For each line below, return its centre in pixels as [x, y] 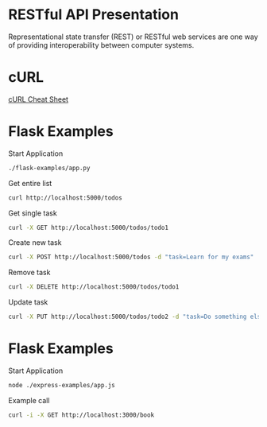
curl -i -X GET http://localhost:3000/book [81, 415]
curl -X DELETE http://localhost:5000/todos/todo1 [94, 287]
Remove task [29, 273]
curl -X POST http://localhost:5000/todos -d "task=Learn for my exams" [131, 257]
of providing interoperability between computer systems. [101, 45]
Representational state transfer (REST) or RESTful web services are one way [133, 37]
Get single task [33, 213]
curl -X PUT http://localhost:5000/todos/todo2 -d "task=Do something [128, 317]
